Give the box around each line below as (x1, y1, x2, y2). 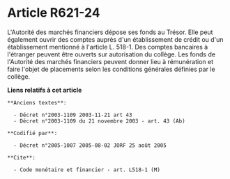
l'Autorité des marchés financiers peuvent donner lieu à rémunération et (7, 57, 214, 65)
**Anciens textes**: (7, 99, 68, 106)
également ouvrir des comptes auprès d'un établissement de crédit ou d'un (7, 35, 224, 43)
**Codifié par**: (7, 130, 58, 137)
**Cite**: (7, 154, 36, 161)
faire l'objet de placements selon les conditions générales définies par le (7, 65, 215, 73)
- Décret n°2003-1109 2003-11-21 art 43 (13, 111, 132, 118)
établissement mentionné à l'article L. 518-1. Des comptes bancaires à (7, 42, 208, 51)
